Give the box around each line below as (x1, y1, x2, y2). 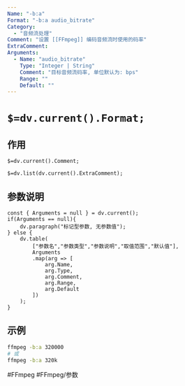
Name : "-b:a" (7, 10, 45, 17)
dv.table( (20, 236, 49, 243)
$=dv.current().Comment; (7, 158, 80, 165)
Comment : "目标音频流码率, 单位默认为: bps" (20, 69, 139, 76)
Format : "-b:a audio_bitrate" (7, 17, 96, 24)
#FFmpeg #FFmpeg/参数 (7, 370, 79, 378)
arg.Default (44, 286, 80, 293)
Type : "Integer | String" (20, 62, 96, 69)
